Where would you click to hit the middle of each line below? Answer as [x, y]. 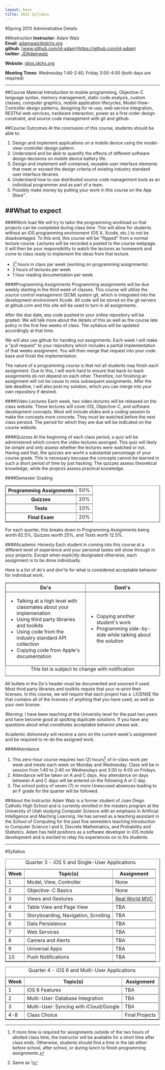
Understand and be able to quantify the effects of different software [81, 153]
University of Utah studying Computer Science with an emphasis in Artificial [82, 811]
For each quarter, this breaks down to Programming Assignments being [77, 530]
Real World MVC [134, 898]
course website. [21, 427]
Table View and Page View [57, 907]
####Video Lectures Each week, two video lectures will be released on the [81, 401]
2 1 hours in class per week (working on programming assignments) [80, 264]
